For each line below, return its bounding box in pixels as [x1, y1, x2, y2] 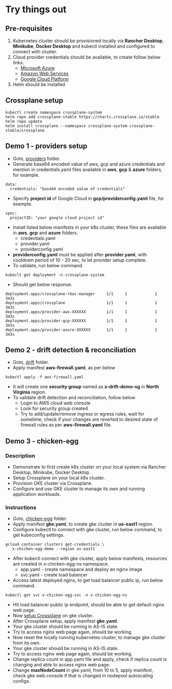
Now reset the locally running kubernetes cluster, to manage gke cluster [12, 635, 166, 641]
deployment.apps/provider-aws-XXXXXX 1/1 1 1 [5, 309, 158, 314]
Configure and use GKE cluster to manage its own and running [12, 486, 145, 492]
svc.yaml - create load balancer [20, 572, 88, 578]
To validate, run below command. [12, 262, 84, 268]
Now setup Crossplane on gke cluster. [12, 612, 94, 619]
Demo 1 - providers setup [5, 142, 87, 151]
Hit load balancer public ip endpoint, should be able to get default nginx [12, 602, 165, 608]
